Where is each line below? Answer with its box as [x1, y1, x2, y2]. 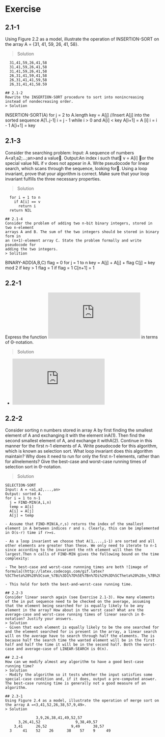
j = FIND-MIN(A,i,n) [9, 500, 52, 505]
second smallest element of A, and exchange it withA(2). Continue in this [5, 438, 152, 444]
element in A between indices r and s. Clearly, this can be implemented [5, 526, 160, 531]
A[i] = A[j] [9, 509, 34, 514]
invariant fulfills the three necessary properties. [5, 176, 101, 182]
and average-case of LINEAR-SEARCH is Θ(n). [16, 646, 109, 651]
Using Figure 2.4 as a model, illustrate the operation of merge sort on [5, 698, 160, 703]
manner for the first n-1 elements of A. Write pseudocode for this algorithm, [5, 443, 158, 449]
